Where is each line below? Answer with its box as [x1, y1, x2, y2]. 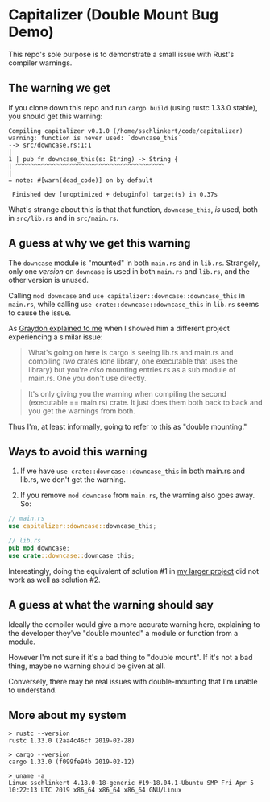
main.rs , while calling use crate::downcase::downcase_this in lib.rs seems [8, 299, 260, 309]
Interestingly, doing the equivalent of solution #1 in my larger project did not [8, 566, 260, 576]
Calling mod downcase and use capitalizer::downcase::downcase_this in [8, 290, 246, 300]
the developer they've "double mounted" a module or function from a [8, 628, 239, 638]
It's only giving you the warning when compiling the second [27, 389, 227, 398]
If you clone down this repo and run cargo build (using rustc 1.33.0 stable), [8, 102, 258, 112]
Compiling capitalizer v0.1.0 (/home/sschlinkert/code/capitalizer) [8, 127, 243, 135]
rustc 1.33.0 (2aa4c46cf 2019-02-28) [8, 737, 135, 745]
